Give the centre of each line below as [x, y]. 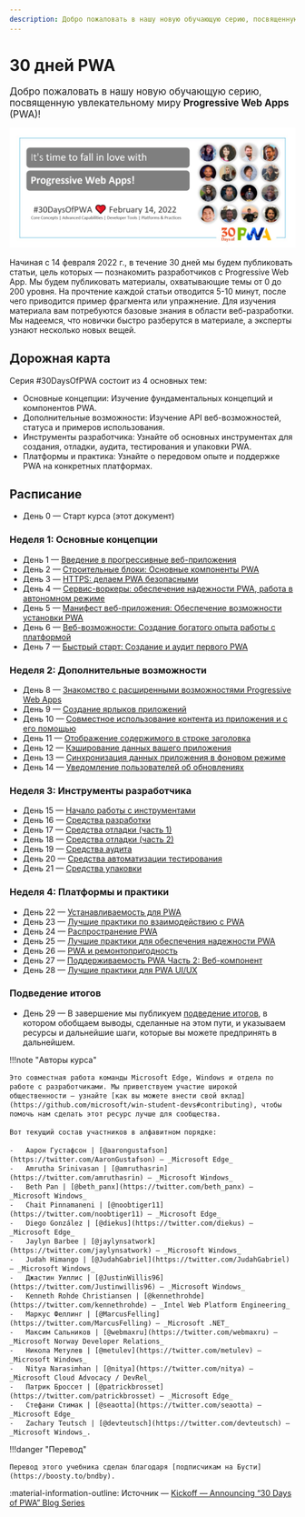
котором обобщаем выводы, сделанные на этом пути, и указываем [154, 1022]
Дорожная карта [60, 359]
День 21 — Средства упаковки [82, 869]
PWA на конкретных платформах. [87, 466]
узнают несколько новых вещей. [73, 330]
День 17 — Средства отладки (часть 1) [97, 830]
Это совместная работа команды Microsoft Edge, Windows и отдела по [142, 1078]
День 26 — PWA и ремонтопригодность [100, 950]
